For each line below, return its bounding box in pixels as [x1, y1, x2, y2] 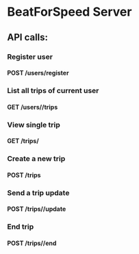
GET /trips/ [7, 137, 39, 145]
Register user [7, 52, 53, 62]
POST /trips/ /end [7, 239, 57, 247]
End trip [7, 222, 34, 231]
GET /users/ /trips [7, 103, 58, 111]
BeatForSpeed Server [7, 4, 132, 20]
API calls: [7, 31, 49, 43]
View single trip [7, 120, 60, 129]
